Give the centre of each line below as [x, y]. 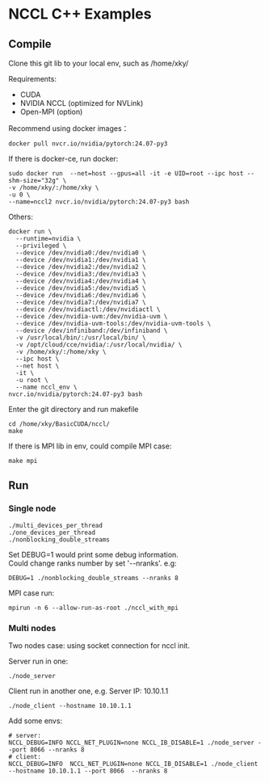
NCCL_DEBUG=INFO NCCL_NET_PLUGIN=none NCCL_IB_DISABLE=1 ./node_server [131, 743]
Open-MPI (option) [51, 112]
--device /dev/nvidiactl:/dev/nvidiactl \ [88, 309]
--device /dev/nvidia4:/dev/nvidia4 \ [81, 281]
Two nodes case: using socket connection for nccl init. [99, 645]
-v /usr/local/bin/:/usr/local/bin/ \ [81, 338]
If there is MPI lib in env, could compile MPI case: [90, 446]
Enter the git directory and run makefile [74, 409]
